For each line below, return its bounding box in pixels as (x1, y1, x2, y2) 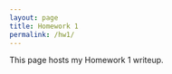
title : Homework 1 (9, 22, 79, 31)
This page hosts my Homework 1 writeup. (9, 55, 165, 66)
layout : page (9, 13, 59, 23)
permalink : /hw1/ (9, 30, 75, 39)
